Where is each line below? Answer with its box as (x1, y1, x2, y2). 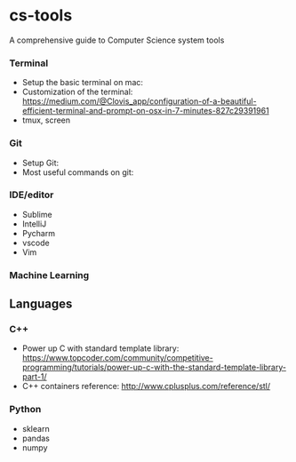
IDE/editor (9, 188, 54, 201)
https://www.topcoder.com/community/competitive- (21, 353, 213, 363)
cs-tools (9, 5, 73, 26)
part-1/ (21, 371, 47, 382)
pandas (21, 433, 51, 443)
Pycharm (21, 227, 56, 238)
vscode (21, 237, 51, 248)
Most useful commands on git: (21, 166, 134, 178)
